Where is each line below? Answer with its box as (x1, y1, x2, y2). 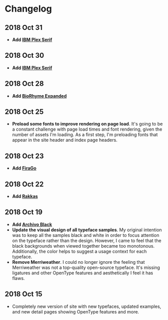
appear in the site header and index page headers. (12, 137, 117, 143)
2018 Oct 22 (5, 180, 44, 188)
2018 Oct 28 (5, 79, 44, 88)
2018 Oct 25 (5, 107, 44, 116)
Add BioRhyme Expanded (12, 93, 67, 99)
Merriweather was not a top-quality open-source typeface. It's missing (12, 264, 160, 270)
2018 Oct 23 (5, 151, 44, 160)
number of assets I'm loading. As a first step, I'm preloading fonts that (12, 132, 158, 138)
